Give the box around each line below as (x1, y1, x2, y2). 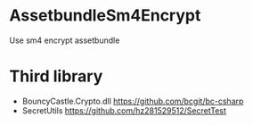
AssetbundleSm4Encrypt (9, 5, 201, 26)
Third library (9, 66, 103, 87)
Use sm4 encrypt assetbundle (9, 35, 120, 46)
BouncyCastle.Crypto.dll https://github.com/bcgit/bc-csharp (21, 96, 244, 106)
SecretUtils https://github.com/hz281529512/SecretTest (21, 104, 227, 116)
